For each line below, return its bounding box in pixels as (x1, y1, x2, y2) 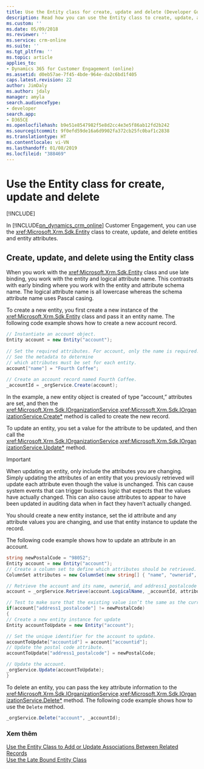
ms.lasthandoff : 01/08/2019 (6, 145, 78, 151)
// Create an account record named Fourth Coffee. (6, 376, 137, 383)
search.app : (6, 111, 36, 117)
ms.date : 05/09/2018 (6, 26, 59, 32)
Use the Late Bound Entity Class (6, 756, 87, 763)
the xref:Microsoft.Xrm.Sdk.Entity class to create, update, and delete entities (6, 228, 198, 235)
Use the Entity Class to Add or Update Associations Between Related (6, 743, 178, 750)
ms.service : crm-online (6, 37, 67, 43)
